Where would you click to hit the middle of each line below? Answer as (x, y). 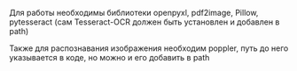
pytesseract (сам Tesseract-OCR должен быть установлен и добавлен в (145, 22)
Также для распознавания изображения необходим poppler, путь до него (149, 48)
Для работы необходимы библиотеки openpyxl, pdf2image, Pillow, (134, 13)
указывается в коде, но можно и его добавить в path (109, 57)
